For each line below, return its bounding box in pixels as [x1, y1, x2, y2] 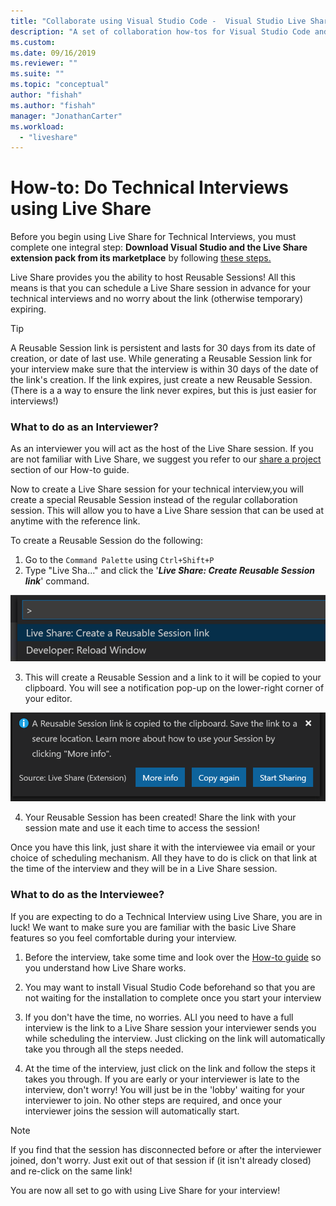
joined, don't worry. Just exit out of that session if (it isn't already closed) [10, 1154, 312, 1166]
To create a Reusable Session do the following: [10, 535, 203, 547]
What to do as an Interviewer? [10, 420, 159, 434]
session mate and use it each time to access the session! [24, 822, 260, 834]
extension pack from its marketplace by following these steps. [10, 252, 272, 264]
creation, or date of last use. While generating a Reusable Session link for [10, 353, 313, 365]
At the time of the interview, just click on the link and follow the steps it [24, 1062, 316, 1074]
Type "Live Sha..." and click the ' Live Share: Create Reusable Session [24, 565, 315, 577]
